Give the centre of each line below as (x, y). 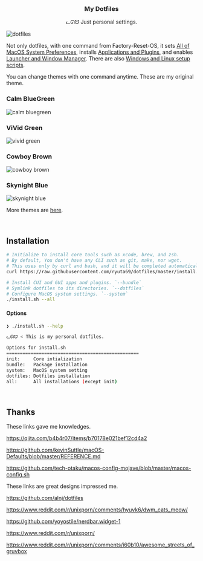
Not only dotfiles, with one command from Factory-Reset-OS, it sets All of (98, 46)
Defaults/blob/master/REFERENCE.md (53, 456)
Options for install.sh (36, 348)
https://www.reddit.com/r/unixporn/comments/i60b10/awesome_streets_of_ (101, 545)
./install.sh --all (31, 300)
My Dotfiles (101, 8)
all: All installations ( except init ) (62, 381)
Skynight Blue (27, 186)
